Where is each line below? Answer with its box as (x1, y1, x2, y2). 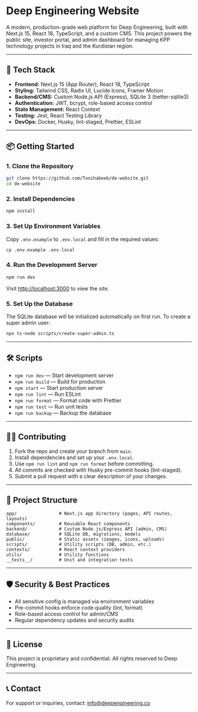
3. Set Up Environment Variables (6, 222, 101, 230)
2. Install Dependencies (6, 195, 75, 203)
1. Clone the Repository (6, 162, 74, 170)
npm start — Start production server (14, 384, 104, 391)
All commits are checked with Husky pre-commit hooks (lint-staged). (14, 466, 183, 473)
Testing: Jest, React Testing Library (14, 112, 102, 119)
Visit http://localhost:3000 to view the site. (6, 284, 110, 292)
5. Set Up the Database (6, 299, 73, 307)
